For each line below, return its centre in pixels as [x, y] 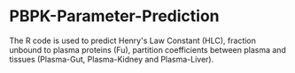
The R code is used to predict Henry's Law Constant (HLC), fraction [133, 40]
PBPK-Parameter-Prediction [114, 16]
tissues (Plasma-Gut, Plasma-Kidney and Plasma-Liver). [112, 59]
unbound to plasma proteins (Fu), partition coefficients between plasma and [147, 49]
